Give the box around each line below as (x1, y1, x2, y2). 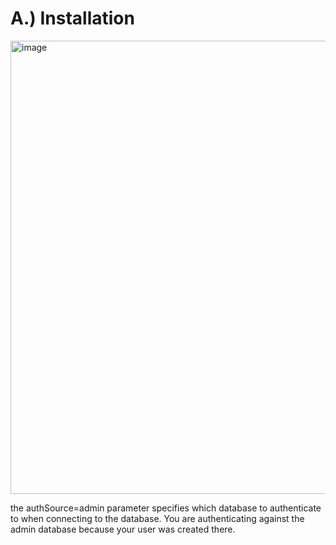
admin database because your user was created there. (10, 523, 236, 535)
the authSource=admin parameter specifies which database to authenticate (10, 502, 322, 514)
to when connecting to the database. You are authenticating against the (10, 512, 305, 524)
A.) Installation (10, 7, 135, 30)
